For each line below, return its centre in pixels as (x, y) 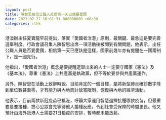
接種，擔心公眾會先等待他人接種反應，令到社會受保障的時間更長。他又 (89, 107)
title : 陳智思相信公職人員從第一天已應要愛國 (46, 14)
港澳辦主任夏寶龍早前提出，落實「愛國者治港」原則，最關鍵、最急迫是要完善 (83, 38)
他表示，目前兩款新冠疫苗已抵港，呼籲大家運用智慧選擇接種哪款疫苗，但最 (81, 100)
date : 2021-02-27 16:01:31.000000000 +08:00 (52, 19)
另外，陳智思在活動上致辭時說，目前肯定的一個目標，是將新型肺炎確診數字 (81, 84)
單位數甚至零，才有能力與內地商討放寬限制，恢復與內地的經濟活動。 (79, 90)
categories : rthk (23, 23)
